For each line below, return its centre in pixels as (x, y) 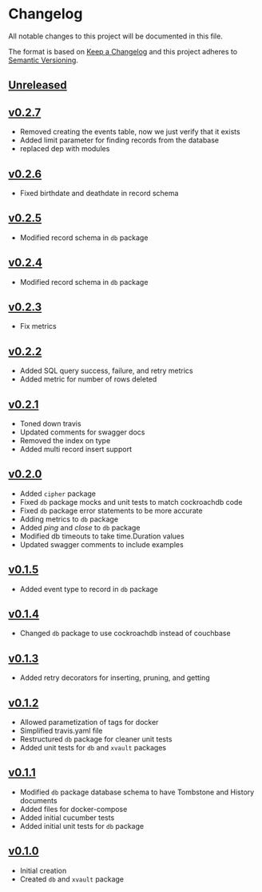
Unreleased (38, 85)
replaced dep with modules (65, 149)
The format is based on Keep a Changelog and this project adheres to (123, 51)
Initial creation (43, 870)
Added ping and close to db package (80, 527)
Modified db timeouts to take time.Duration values (102, 536)
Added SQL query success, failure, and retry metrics (106, 371)
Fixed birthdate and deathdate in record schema (99, 193)
